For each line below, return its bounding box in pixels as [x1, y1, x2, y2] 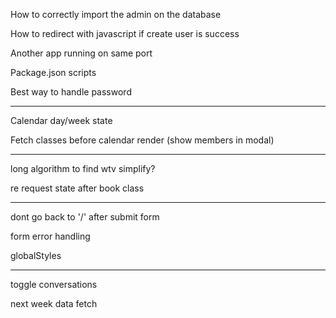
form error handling [10, 230, 91, 242]
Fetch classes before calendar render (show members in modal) [10, 134, 275, 146]
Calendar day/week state [10, 115, 113, 126]
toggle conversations [10, 279, 98, 290]
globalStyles [10, 250, 62, 261]
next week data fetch [10, 298, 98, 309]
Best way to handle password [10, 86, 132, 98]
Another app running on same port [10, 47, 153, 59]
